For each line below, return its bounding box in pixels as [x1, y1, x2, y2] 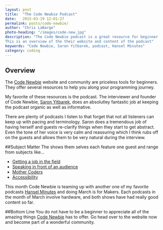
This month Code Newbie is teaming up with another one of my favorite [5, 184, 149, 190]
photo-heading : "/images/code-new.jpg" [5, 30, 86, 35]
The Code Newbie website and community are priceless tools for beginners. [5, 79, 159, 85]
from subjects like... [5, 149, 45, 155]
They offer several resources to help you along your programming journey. [5, 84, 155, 91]
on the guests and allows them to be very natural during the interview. [5, 135, 145, 140]
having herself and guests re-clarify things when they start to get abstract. [5, 124, 155, 130]
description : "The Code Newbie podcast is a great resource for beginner [5, 35, 159, 40]
